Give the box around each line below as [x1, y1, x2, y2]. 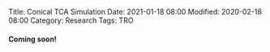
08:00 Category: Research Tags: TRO [8, 15, 134, 25]
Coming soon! [8, 34, 57, 44]
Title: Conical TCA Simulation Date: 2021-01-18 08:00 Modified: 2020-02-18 [8, 7, 262, 16]
